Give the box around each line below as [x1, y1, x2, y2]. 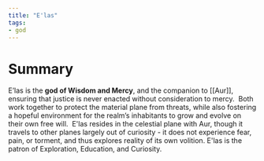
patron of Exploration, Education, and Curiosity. [8, 145, 162, 154]
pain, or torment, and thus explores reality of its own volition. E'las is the [8, 136, 243, 145]
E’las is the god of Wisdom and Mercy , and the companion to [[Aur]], [8, 86, 234, 95]
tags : [8, 19, 26, 27]
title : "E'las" [8, 11, 58, 20]
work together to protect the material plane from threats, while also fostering [8, 103, 257, 112]
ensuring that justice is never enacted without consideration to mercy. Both [8, 94, 254, 104]
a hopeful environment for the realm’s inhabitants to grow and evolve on [8, 111, 242, 120]
